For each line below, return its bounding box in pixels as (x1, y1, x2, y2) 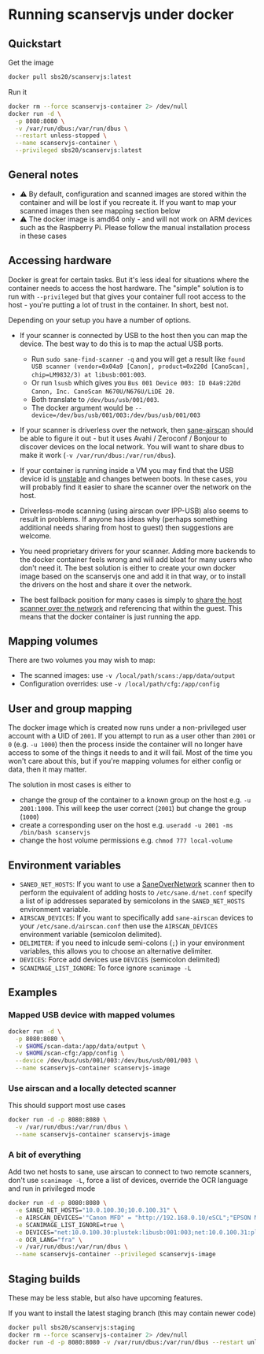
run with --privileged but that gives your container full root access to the (8, 292, 246, 301)
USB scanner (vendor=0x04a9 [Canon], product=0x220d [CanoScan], (31, 363, 250, 370)
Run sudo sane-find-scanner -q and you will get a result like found (31, 354, 246, 363)
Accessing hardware (8, 254, 112, 267)
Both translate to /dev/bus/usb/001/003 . (31, 394, 159, 404)
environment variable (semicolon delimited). (19, 930, 163, 939)
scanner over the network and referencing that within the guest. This (19, 603, 243, 612)
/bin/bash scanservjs (19, 829, 90, 837)
